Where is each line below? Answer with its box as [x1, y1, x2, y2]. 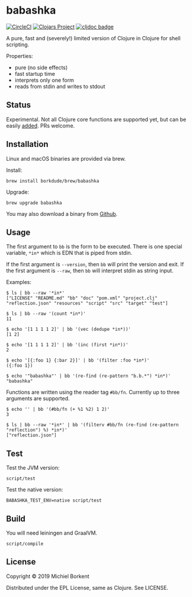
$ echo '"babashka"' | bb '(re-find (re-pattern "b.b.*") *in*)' [6, 373, 171, 379]
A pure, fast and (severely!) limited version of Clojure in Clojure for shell [6, 34, 181, 41]
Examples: [6, 279, 31, 286]
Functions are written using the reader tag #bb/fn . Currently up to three [6, 389, 180, 396]
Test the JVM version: [6, 464, 60, 471]
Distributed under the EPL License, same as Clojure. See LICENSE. [6, 584, 169, 591]
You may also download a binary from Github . [6, 210, 118, 217]
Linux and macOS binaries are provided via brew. [6, 155, 126, 162]
